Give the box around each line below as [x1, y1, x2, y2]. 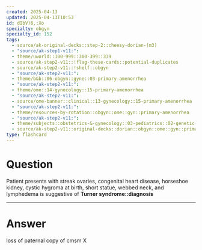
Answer [6, 217, 46, 230]
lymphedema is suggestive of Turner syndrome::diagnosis [6, 190, 154, 197]
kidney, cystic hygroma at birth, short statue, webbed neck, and [6, 184, 164, 191]
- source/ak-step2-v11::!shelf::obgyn [11, 64, 109, 71]
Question [6, 157, 53, 171]
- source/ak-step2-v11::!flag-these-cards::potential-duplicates [11, 59, 179, 65]
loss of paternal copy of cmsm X [6, 237, 87, 244]
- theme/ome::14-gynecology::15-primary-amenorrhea [11, 87, 144, 93]
